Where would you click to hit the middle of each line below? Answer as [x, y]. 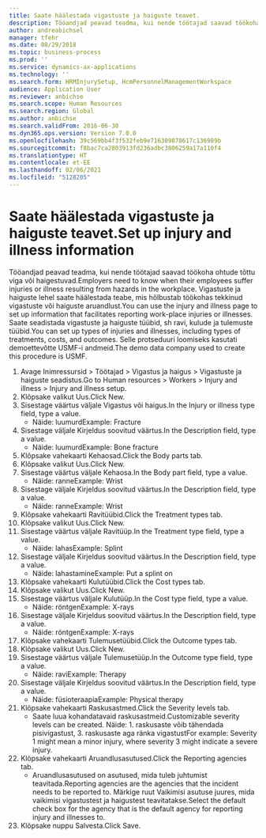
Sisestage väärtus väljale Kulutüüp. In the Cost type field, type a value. [134, 598]
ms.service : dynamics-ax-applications [73, 67]
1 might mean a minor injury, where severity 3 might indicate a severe [145, 741]
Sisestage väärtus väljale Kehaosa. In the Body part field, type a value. [134, 472]
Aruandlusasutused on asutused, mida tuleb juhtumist [120, 775]
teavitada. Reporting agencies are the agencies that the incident [135, 783]
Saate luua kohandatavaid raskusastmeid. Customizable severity [136, 716]
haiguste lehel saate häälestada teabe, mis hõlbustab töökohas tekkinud [126, 297]
